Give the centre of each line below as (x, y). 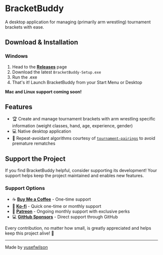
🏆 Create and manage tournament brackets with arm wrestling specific (84, 119)
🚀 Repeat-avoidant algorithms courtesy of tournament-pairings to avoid (83, 138)
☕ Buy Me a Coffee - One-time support (51, 199)
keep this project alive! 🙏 (30, 233)
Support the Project (35, 159)
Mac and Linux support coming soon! (43, 92)
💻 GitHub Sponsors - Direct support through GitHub (65, 217)
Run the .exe (24, 77)
